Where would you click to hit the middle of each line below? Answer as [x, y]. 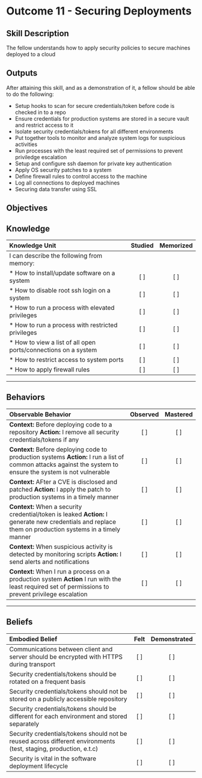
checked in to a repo [40, 112]
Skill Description [38, 33]
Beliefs [20, 622]
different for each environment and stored [68, 716]
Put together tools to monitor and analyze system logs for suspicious [100, 138]
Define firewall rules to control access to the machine [81, 176]
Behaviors [26, 397]
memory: [22, 264]
